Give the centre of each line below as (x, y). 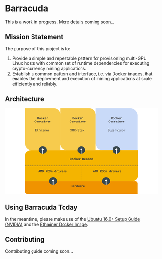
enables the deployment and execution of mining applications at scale (82, 78)
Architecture (25, 99)
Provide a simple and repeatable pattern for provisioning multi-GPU (79, 58)
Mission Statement (34, 37)
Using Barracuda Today (41, 207)
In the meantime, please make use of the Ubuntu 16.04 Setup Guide (73, 219)
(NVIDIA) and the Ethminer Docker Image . (47, 224)
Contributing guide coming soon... (39, 251)
